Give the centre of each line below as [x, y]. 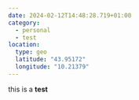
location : [24, 45]
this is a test [28, 89]
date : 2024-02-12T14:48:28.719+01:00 [70, 15]
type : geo [31, 52]
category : [24, 23]
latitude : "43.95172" [51, 60]
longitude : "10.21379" [52, 67]
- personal [33, 30]
